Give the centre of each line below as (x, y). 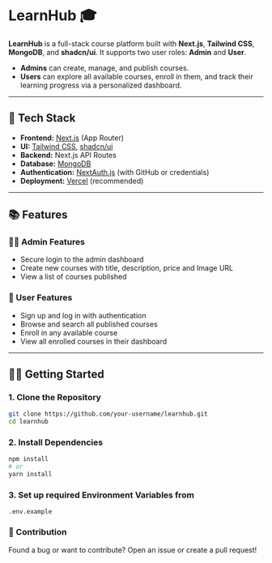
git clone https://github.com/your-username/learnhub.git (108, 414)
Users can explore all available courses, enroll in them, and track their (136, 76)
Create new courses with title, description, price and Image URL (127, 268)
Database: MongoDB (55, 164)
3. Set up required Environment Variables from (101, 495)
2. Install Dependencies (56, 442)
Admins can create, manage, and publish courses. (104, 68)
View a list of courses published (73, 277)
